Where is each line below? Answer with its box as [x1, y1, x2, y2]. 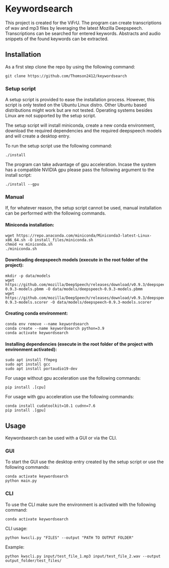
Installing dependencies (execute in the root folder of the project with [5, 341, 153, 347]
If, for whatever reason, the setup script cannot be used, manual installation [5, 205, 162, 211]
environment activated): [5, 346, 57, 352]
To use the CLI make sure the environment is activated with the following [5, 502, 156, 508]
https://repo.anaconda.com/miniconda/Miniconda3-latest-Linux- [16, 233, 152, 238]
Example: [5, 544, 25, 550]
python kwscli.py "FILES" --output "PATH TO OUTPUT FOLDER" [5, 535, 134, 540]
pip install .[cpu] [5, 385, 46, 390]
